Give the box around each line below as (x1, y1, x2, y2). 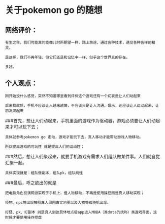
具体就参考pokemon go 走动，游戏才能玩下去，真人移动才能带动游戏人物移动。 (5, 134, 143, 139)
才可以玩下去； (9, 124, 40, 130)
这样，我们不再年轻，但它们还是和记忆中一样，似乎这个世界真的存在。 (8, 55, 130, 60)
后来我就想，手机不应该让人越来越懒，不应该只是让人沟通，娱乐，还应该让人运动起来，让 (5, 103, 159, 108)
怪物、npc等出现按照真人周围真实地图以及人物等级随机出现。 (5, 200, 111, 205)
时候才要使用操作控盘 (5, 215, 42, 220)
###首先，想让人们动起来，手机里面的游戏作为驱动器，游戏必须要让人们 (5, 117, 152, 124)
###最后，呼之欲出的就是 (5, 179, 57, 185)
